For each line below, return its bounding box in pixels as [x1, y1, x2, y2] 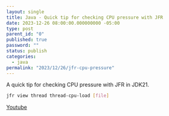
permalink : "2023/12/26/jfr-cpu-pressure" [6, 64, 115, 71]
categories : [6, 53, 36, 60]
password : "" [6, 43, 39, 49]
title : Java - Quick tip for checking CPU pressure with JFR [6, 14, 164, 20]
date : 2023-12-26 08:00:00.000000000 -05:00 [6, 20, 120, 26]
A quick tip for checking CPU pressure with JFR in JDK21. [6, 81, 150, 88]
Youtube [6, 103, 27, 111]
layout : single [6, 8, 45, 15]
